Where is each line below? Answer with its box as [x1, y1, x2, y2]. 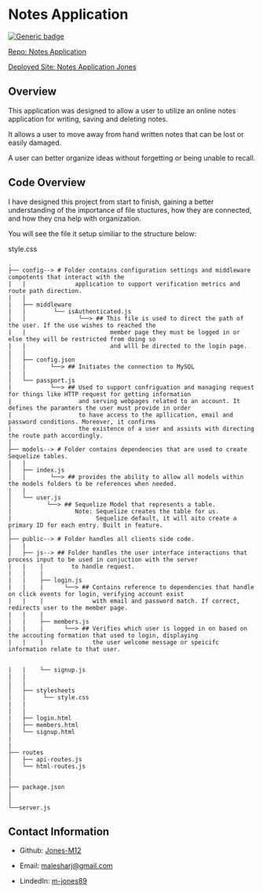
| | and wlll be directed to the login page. [8, 342, 247, 350]
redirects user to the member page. [8, 604, 128, 612]
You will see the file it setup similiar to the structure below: [8, 228, 197, 238]
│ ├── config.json [8, 356, 76, 364]
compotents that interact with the [8, 273, 125, 281]
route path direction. [8, 287, 82, 295]
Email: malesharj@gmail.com [19, 861, 113, 871]
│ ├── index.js [8, 466, 65, 474]
